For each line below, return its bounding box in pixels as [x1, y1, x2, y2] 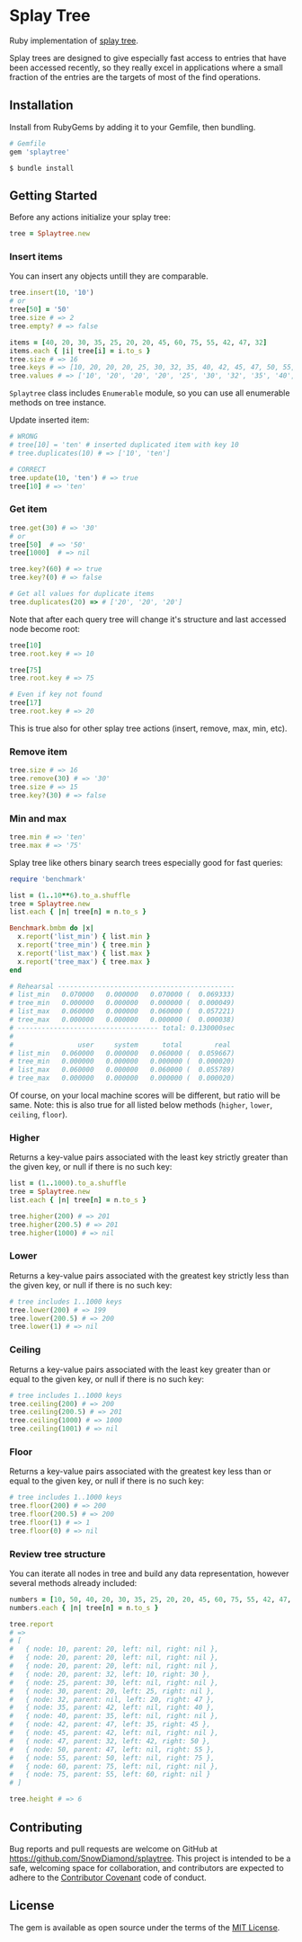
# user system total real [9, 1040, 231, 1049]
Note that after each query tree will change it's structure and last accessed [9, 613, 287, 625]
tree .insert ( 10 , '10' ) [9, 289, 94, 298]
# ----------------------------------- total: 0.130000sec [9, 1023, 235, 1032]
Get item [9, 503, 48, 515]
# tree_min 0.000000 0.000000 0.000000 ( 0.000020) [9, 1057, 235, 1066]
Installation [9, 98, 74, 113]
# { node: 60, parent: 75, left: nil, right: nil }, [9, 1761, 219, 1771]
